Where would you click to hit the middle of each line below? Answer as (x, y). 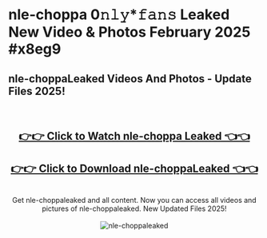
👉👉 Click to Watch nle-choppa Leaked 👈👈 (134, 136)
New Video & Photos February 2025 (130, 32)
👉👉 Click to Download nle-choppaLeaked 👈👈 (134, 168)
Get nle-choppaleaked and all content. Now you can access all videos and (134, 200)
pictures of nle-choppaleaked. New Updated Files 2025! (134, 208)
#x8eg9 (35, 49)
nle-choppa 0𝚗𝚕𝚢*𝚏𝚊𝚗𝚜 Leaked (119, 15)
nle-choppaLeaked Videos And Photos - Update (130, 79)
